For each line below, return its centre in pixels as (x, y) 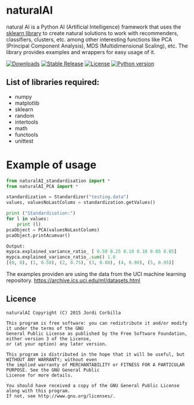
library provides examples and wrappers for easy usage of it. (81, 52)
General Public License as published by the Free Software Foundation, (97, 334)
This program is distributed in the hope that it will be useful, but (96, 354)
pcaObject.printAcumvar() (38, 236)
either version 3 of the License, (49, 339)
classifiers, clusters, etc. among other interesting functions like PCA (89, 39)
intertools (26, 122)
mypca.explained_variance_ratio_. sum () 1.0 (61, 257)
